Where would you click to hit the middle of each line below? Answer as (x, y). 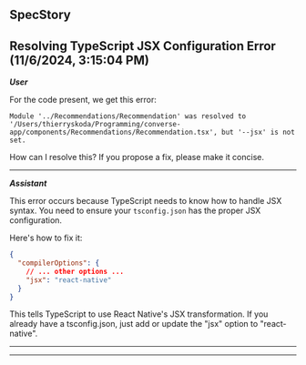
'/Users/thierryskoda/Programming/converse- (95, 125)
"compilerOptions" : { (59, 263)
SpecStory (40, 15)
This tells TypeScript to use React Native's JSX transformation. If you (139, 314)
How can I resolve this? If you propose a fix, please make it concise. (137, 157)
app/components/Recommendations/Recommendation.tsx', (114, 132)
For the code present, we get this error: (83, 100)
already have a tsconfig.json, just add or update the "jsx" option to (134, 324)
